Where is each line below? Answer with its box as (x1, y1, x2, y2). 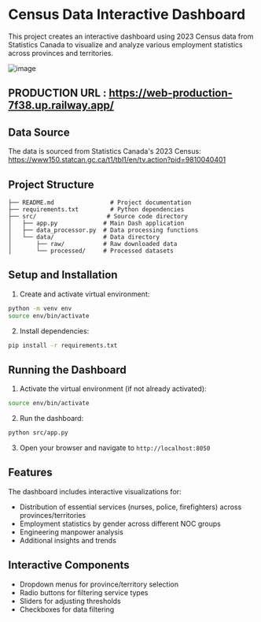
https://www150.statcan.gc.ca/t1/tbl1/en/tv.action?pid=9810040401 (8, 155, 226, 165)
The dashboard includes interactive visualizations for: (8, 486, 182, 496)
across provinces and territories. (8, 48, 114, 58)
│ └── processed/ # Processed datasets (8, 247, 175, 255)
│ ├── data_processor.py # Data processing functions (8, 226, 199, 234)
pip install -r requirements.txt (8, 341, 118, 349)
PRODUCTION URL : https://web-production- (8, 87, 233, 100)
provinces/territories (19, 510, 86, 520)
